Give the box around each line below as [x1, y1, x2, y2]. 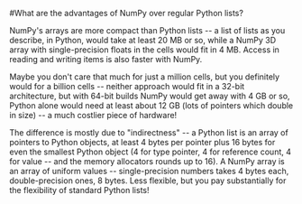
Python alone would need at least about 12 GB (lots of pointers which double [9, 100, 294, 111]
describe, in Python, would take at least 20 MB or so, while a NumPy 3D [9, 35, 277, 45]
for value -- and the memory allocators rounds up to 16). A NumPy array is [9, 156, 286, 166]
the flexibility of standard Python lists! [9, 185, 150, 195]
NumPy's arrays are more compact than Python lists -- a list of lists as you [9, 25, 286, 35]
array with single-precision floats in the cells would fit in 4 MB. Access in [9, 44, 279, 55]
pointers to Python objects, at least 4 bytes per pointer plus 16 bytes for [9, 137, 276, 147]
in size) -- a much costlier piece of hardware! [9, 110, 178, 120]
